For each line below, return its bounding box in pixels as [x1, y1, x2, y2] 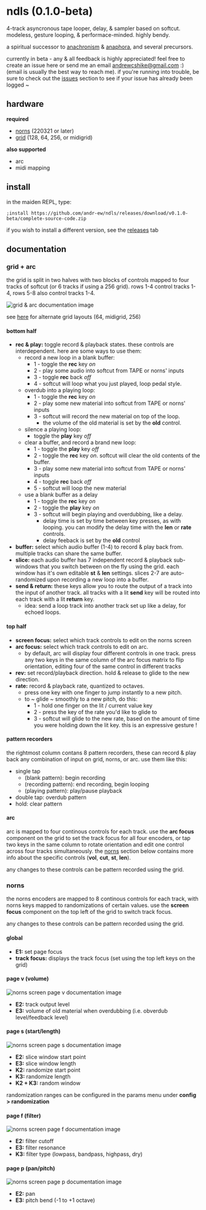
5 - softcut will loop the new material [33, 484, 127, 492]
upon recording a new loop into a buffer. [47, 576, 149, 583]
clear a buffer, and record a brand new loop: [24, 439, 137, 446]
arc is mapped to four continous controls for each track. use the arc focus [6, 828, 194, 835]
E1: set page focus [15, 948, 63, 955]
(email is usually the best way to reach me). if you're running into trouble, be [6, 68, 200, 75]
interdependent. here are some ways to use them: [15, 347, 142, 355]
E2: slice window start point [15, 1053, 86, 1061]
